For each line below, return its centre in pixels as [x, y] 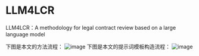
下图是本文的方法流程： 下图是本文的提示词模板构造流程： [88, 46]
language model [25, 34]
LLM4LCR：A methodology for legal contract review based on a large [91, 27]
